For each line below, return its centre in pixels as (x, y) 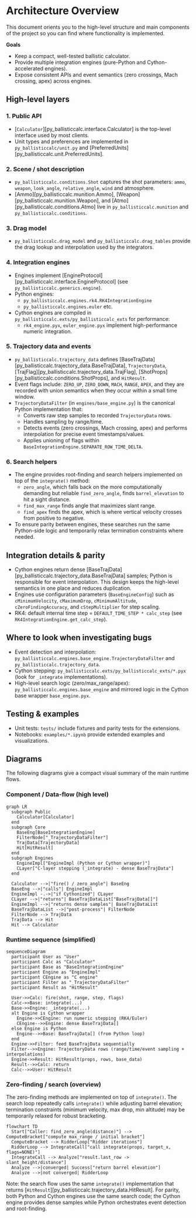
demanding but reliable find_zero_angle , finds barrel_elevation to (104, 493)
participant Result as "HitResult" (55, 987)
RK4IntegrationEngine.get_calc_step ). (61, 619)
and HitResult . (129, 378)
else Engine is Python (39, 1028)
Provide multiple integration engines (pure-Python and (80, 62)
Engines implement (38, 275)
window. (25, 397)
